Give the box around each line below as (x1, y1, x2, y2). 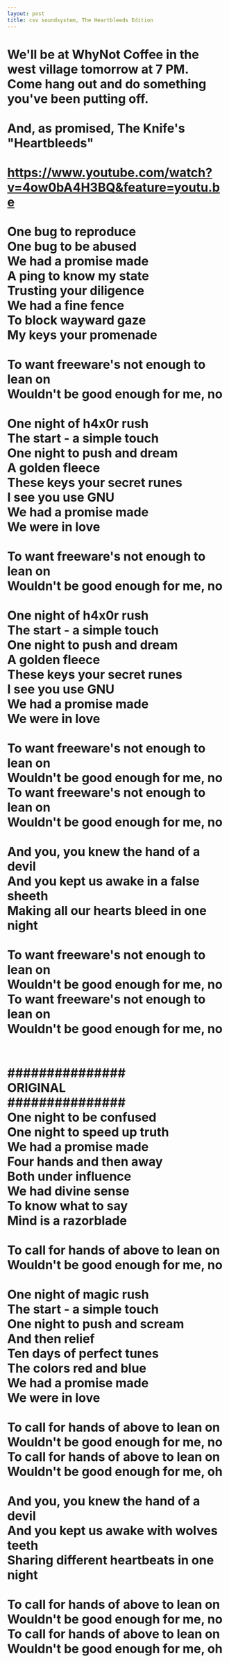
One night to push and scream (7, 1316, 185, 1332)
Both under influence (7, 1168, 132, 1184)
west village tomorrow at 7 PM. (7, 61, 189, 77)
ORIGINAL (7, 1079, 66, 1095)
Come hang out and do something (7, 76, 207, 92)
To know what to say (7, 1198, 128, 1214)
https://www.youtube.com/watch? (7, 165, 213, 181)
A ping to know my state (7, 268, 149, 283)
